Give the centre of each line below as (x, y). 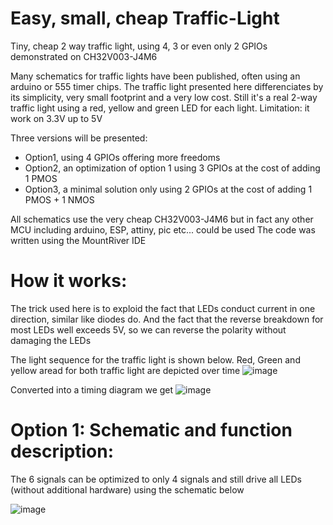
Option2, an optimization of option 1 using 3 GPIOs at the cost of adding (172, 168)
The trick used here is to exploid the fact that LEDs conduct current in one (163, 308)
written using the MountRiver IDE (78, 240)
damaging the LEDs (51, 340)
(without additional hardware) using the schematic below (127, 489)
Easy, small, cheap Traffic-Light (145, 18)
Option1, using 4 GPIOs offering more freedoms (122, 157)
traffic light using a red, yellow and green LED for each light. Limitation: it (160, 108)
